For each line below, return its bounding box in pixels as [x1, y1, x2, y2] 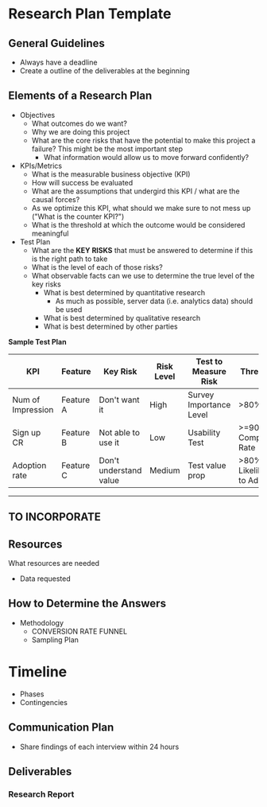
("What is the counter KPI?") [31, 212, 125, 221]
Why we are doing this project [31, 127, 130, 136]
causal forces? [31, 194, 80, 204]
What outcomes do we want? [31, 119, 127, 128]
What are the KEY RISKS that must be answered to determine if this [31, 245, 253, 255]
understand [99, 465, 142, 476]
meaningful [31, 228, 69, 238]
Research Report [8, 789, 75, 800]
